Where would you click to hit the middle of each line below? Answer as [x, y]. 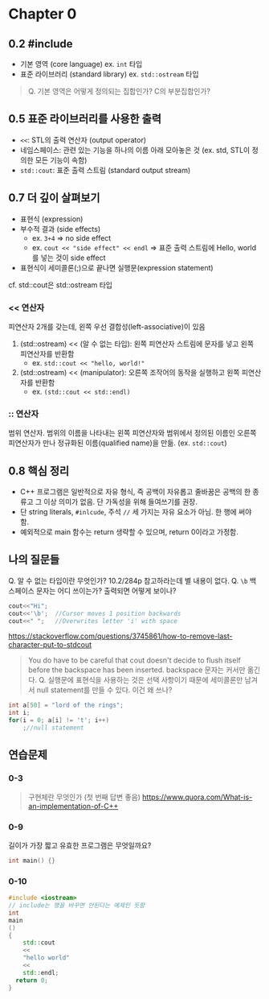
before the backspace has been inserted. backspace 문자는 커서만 [137, 670]
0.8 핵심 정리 [39, 471]
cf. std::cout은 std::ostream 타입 [60, 285]
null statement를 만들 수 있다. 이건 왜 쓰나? [104, 690]
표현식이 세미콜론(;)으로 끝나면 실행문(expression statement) [117, 267]
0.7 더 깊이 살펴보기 [54, 198]
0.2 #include [41, 44]
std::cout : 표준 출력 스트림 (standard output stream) [105, 170]
